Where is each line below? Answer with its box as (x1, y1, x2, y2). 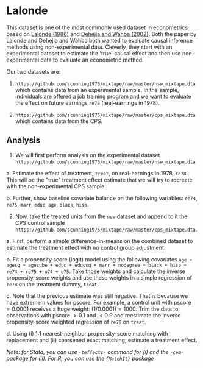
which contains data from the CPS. (15, 117, 103, 125)
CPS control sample (15, 219, 65, 226)
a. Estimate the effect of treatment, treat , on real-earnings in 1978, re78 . (6, 169, 188, 177)
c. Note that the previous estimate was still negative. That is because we (6, 292, 188, 299)
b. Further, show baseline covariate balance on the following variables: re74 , (6, 194, 198, 202)
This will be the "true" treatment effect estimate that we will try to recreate (6, 176, 193, 183)
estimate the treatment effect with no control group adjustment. (6, 244, 166, 251)
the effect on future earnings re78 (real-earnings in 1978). (15, 99, 160, 107)
